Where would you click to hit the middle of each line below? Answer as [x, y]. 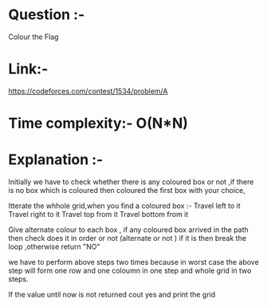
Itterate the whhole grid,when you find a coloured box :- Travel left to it [124, 206]
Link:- [28, 69]
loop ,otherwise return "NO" [54, 246]
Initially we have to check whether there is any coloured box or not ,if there [131, 182]
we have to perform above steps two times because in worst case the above [133, 262]
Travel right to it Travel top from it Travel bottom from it [98, 214]
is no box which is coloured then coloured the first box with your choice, [127, 190]
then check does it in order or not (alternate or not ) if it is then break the [128, 238]
